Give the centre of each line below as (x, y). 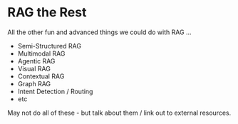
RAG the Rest (47, 12)
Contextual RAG (41, 76)
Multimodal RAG (41, 53)
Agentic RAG (36, 61)
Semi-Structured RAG (50, 46)
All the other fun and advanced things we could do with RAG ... (99, 32)
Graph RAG (34, 83)
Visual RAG (34, 68)
